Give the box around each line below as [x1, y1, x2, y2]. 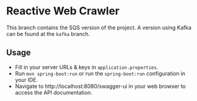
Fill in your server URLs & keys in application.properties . [14, 63, 159, 71]
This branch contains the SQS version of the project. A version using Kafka [6, 24, 192, 31]
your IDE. [14, 76, 38, 83]
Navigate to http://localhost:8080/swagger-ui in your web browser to [14, 82, 186, 90]
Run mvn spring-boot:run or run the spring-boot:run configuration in [14, 70, 186, 77]
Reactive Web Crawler [6, 4, 120, 18]
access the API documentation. [14, 88, 92, 96]
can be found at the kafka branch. [6, 30, 90, 37]
